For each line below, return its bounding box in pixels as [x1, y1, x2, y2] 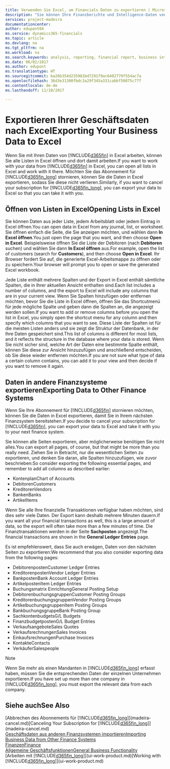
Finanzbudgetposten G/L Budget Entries [12, 618, 95, 625]
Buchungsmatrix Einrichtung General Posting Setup [12, 586, 119, 592]
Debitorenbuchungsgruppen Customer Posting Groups [12, 591, 125, 597]
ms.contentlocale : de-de [5, 83, 58, 88]
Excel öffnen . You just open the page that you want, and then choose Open [5, 235, 162, 241]
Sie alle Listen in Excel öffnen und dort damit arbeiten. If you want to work [5, 158, 158, 164]
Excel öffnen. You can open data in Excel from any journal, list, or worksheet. [5, 224, 164, 230]
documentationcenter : [5, 21, 51, 27]
